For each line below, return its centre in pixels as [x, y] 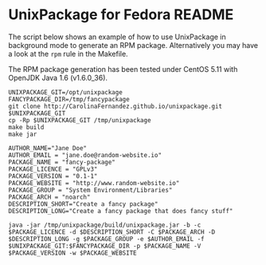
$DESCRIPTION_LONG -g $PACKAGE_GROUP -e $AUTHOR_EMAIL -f [106, 239]
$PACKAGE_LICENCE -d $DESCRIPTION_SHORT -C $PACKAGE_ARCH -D [112, 232]
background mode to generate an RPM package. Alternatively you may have [133, 45]
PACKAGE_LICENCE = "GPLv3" [53, 169]
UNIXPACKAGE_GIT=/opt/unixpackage [66, 92]
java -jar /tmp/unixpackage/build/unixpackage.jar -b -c [105, 225]
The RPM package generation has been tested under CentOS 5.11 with [123, 69]
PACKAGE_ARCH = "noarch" [49, 197]
